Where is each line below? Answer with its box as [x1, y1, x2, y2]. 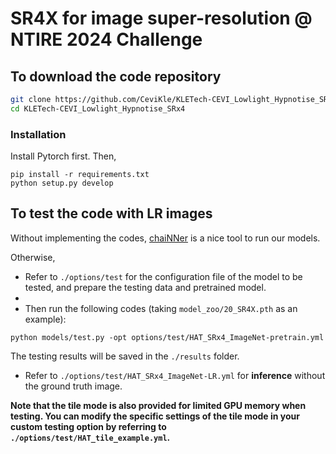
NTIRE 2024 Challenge [10, 28, 203, 51]
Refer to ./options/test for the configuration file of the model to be [24, 270, 303, 282]
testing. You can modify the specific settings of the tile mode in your [10, 410, 300, 422]
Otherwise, [10, 251, 56, 263]
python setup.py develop [10, 178, 114, 189]
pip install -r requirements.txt [10, 170, 150, 180]
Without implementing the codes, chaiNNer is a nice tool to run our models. [10, 232, 321, 244]
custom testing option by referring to [10, 420, 167, 432]
